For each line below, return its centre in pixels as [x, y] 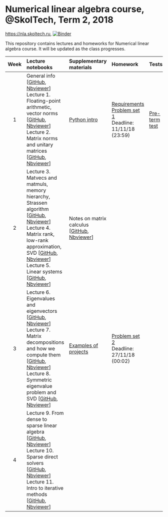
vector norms [42, 113]
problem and [41, 392]
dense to [37, 419]
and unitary [40, 145]
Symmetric [39, 380]
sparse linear [42, 425]
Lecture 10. [40, 450]
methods [37, 494]
